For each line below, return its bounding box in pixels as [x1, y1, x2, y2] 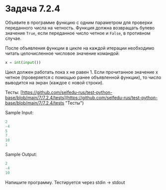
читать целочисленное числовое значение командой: [5, 50, 120, 56]
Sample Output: [5, 152, 37, 158]
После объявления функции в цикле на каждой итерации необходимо [5, 45, 155, 51]
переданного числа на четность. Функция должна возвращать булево [5, 24, 155, 30]
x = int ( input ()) [5, 60, 41, 65]
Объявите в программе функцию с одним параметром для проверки [5, 19, 153, 25]
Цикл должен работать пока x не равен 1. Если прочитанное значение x [5, 69, 158, 75]
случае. [5, 35, 21, 41]
